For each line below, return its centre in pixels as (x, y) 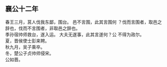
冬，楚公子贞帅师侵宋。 (29, 53)
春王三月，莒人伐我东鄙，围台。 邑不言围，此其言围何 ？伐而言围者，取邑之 (83, 22)
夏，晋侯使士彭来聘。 (27, 40)
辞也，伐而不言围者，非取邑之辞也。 (43, 28)
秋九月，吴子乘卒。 (25, 47)
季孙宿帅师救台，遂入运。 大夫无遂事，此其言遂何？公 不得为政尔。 (75, 34)
